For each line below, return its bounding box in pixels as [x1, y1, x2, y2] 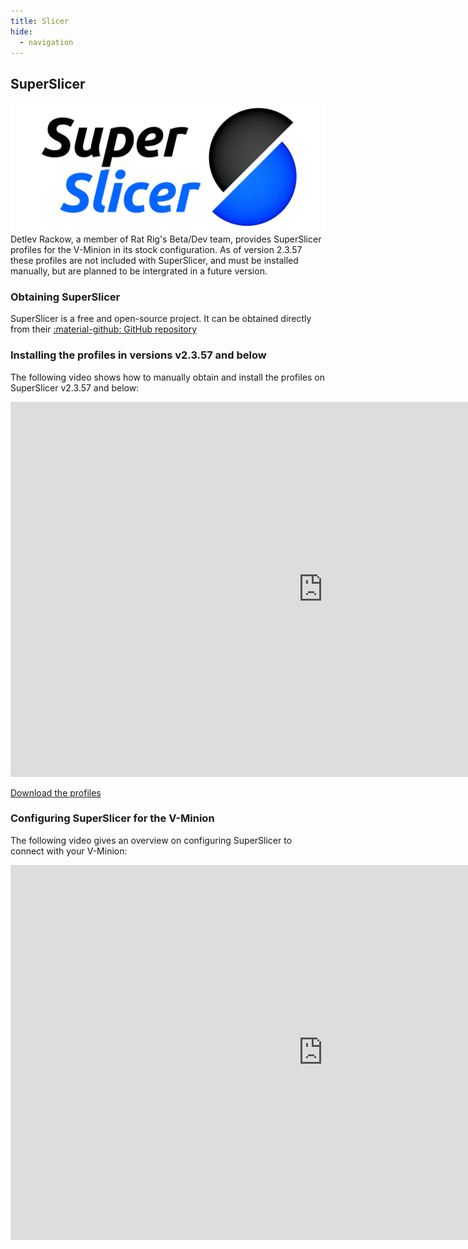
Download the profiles [10, 786, 102, 799]
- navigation [19, 37, 74, 47]
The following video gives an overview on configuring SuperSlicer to [10, 834, 293, 846]
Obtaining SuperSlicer [10, 290, 121, 304]
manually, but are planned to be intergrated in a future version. [10, 265, 268, 277]
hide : [10, 26, 33, 37]
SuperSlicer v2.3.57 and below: [10, 381, 140, 394]
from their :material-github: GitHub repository [10, 323, 198, 335]
